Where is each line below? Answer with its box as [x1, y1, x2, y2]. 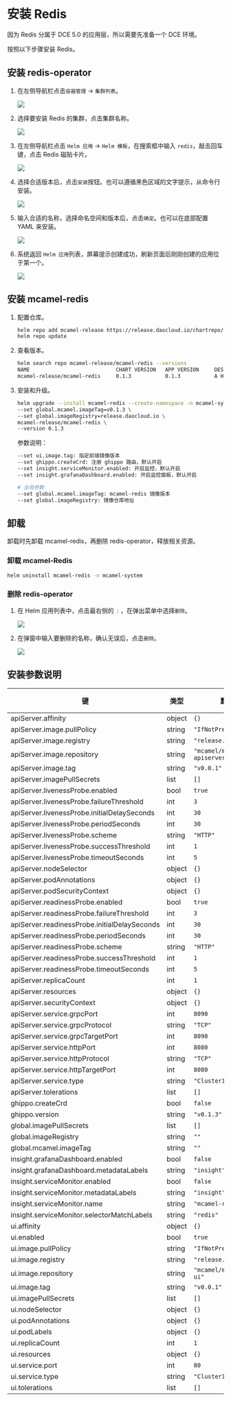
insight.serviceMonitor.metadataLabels [10, 1187, 137, 1197]
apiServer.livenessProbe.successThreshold [10, 841, 151, 851]
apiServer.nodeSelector [10, 863, 87, 873]
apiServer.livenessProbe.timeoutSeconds [10, 852, 144, 862]
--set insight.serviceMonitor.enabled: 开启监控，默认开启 [16, 465, 181, 472]
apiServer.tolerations [10, 1087, 78, 1096]
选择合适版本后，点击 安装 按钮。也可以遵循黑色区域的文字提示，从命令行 [16, 177, 221, 186]
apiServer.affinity [10, 713, 67, 722]
